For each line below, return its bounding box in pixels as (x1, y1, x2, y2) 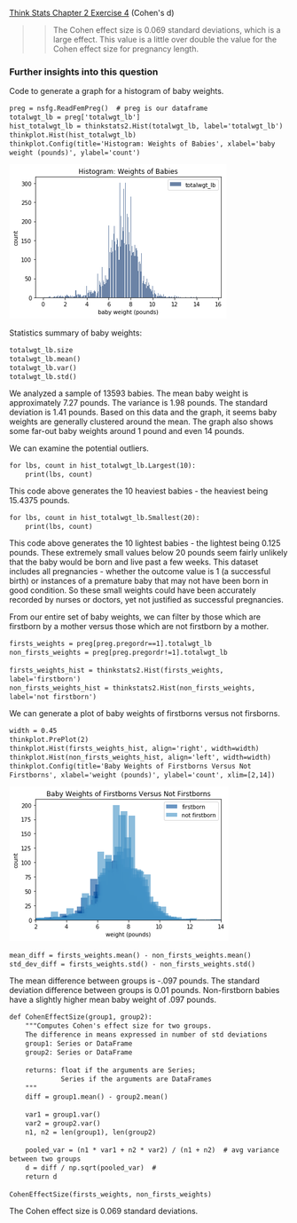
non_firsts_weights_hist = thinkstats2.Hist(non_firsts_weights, (9, 683, 255, 693)
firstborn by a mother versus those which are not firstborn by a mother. (9, 621, 270, 632)
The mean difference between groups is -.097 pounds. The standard (9, 975, 260, 986)
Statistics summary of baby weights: (9, 327, 143, 338)
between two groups (9, 1155, 82, 1164)
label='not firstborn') (9, 692, 98, 702)
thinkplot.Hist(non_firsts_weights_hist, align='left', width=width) (9, 754, 272, 762)
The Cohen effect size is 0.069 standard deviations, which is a (52, 25, 281, 35)
